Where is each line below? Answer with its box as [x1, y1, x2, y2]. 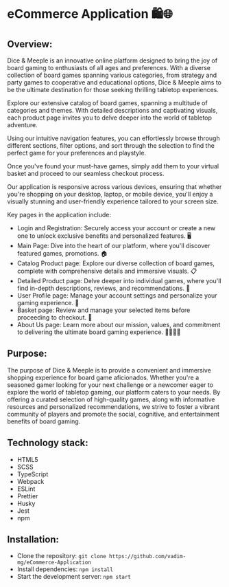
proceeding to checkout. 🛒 [16, 313, 93, 321]
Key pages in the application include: [7, 211, 112, 219]
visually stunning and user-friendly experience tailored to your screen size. [7, 197, 219, 206]
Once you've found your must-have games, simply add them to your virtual [7, 162, 219, 170]
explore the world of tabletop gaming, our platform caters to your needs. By [7, 388, 221, 396]
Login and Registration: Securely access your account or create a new [16, 224, 216, 232]
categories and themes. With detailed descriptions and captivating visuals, [7, 107, 218, 114]
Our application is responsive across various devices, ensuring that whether [7, 183, 222, 190]
